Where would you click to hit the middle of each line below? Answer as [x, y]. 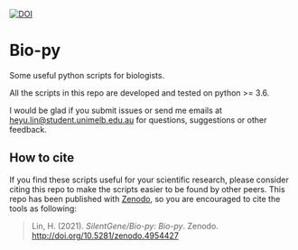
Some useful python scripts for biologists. [87, 75]
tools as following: [43, 208]
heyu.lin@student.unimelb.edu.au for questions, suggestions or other [138, 120]
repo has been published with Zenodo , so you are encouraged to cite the [145, 199]
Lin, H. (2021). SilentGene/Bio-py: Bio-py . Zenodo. [125, 226]
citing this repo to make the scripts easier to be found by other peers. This [148, 189]
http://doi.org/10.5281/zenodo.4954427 [105, 236]
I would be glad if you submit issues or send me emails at [116, 110]
